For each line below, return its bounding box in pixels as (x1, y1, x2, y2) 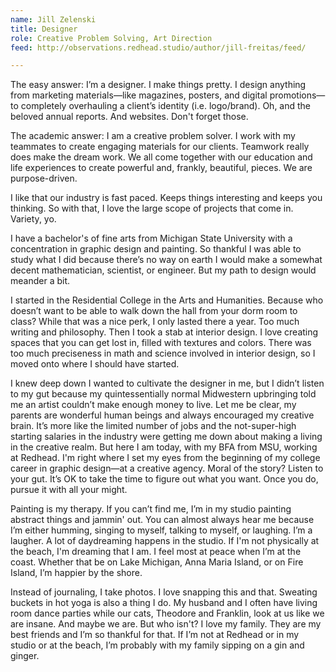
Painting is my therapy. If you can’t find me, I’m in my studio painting (10, 503, 292, 515)
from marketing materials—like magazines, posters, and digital (10, 89, 268, 101)
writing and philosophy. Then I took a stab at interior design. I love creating (10, 326, 319, 338)
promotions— (269, 89, 326, 101)
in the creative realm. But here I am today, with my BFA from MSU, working (10, 441, 318, 453)
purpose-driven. (10, 172, 78, 185)
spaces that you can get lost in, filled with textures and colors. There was (10, 337, 312, 349)
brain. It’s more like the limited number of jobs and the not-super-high (10, 420, 297, 432)
